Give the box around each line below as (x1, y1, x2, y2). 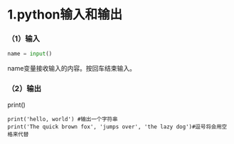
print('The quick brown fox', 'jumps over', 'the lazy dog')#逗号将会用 (7, 123, 222, 130)
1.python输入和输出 (7, 6, 123, 23)
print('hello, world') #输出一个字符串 (7, 115, 118, 123)
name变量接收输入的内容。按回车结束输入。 (7, 64, 137, 73)
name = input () (7, 51, 53, 58)
